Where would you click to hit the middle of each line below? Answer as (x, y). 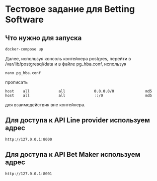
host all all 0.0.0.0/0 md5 (79, 91)
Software (24, 20)
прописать (17, 82)
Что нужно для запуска (43, 38)
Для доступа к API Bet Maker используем (73, 155)
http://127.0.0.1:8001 (29, 174)
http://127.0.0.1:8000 (29, 139)
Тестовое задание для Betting (70, 9)
